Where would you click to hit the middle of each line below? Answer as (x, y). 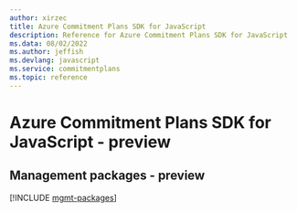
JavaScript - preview (90, 142)
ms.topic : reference (49, 78)
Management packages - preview (107, 176)
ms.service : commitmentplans (65, 69)
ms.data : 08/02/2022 (49, 43)
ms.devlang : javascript (55, 60)
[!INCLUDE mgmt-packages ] (63, 197)
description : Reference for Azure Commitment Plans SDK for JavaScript (148, 35)
